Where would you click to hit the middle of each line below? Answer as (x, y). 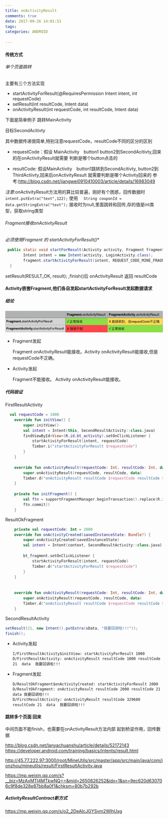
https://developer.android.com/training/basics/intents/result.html (72, 750)
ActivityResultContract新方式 (36, 798)
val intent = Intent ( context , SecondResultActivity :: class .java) (93, 545)
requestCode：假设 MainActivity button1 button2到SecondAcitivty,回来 (87, 152)
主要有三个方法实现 (25, 83)
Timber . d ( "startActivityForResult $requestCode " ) (84, 566)
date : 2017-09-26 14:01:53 (33, 21)
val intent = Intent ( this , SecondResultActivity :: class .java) (89, 430)
